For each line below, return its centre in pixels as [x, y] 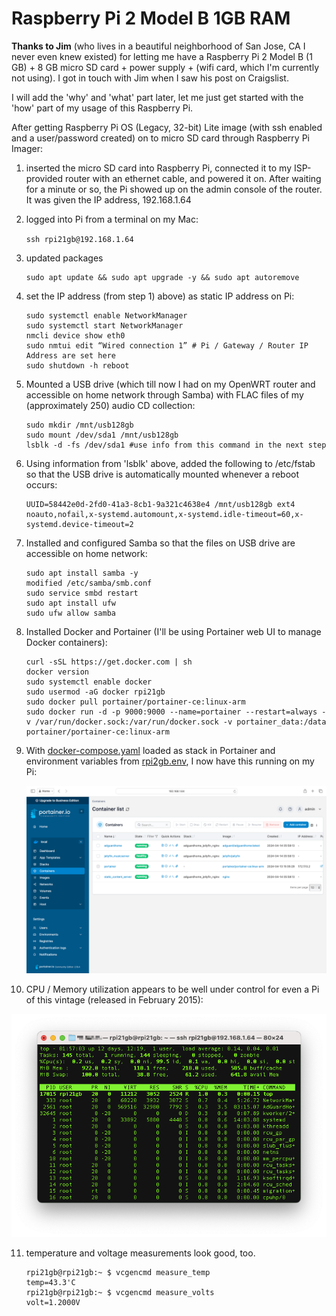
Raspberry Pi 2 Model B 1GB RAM [151, 18]
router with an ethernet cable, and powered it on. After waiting [193, 178]
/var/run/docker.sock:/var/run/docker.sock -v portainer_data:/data [181, 722]
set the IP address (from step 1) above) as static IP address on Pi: [160, 296]
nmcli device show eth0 [75, 335]
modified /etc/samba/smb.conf [89, 583]
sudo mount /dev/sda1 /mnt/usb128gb [102, 435]
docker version [57, 672]
